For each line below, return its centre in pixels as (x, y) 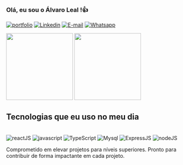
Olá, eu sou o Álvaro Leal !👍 (47, 9)
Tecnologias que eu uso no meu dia (73, 117)
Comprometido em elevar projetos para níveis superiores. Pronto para (91, 149)
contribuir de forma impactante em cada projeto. (65, 156)
